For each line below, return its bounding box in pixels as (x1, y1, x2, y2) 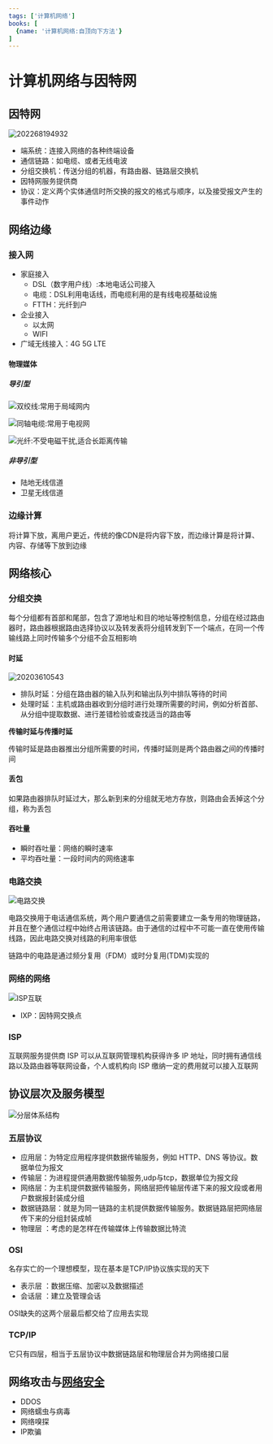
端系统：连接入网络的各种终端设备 (19, 146, 135, 155)
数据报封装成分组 (27, 1193, 85, 1203)
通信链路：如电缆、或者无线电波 (19, 156, 128, 166)
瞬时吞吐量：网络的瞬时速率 (19, 843, 114, 854)
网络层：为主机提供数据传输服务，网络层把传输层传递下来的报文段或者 (19, 1183, 256, 1193)
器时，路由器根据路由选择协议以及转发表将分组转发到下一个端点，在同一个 (8, 623, 258, 633)
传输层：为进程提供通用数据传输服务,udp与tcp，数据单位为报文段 (19, 1172, 239, 1183)
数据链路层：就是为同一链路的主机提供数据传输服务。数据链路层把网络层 (19, 1203, 262, 1213)
